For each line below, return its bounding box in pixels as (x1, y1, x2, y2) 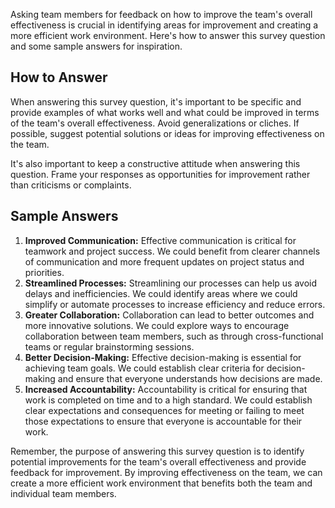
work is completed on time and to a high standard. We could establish (24, 394, 313, 406)
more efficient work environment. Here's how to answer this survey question (10, 30, 326, 41)
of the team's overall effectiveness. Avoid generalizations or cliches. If (10, 117, 300, 129)
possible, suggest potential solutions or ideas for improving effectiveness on (10, 127, 325, 139)
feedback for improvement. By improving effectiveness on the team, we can (10, 466, 323, 478)
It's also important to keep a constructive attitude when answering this (10, 157, 301, 169)
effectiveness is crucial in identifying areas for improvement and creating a (10, 19, 319, 31)
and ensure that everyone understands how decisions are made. (57, 372, 323, 384)
